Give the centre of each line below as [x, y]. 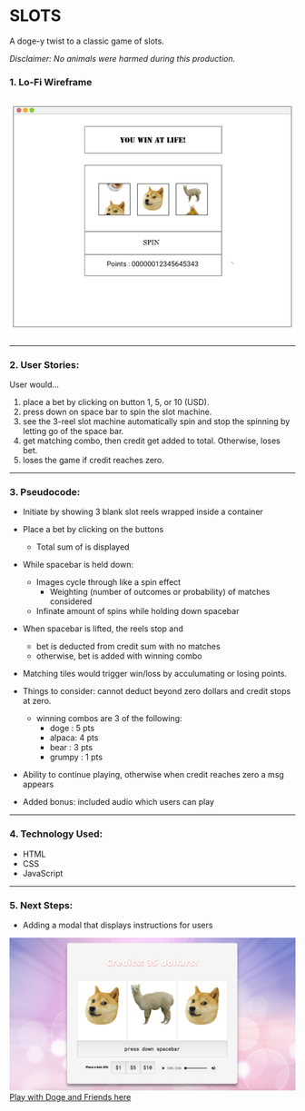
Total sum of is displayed [83, 547]
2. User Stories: [44, 364]
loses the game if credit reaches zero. [93, 461]
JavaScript [43, 873]
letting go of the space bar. [73, 432]
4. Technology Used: [56, 834]
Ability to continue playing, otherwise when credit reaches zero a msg [153, 775]
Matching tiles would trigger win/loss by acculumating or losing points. [155, 674]
